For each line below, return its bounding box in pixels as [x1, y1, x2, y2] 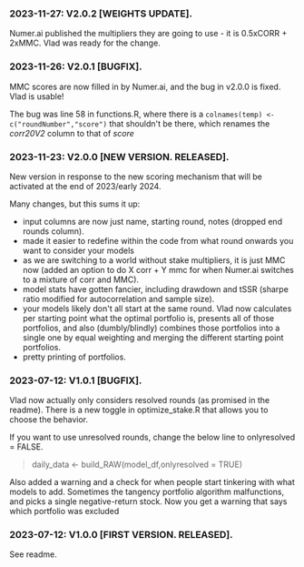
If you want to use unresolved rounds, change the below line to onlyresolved [9, 431, 296, 443]
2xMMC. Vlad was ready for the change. [9, 37, 161, 48]
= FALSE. [9, 441, 44, 452]
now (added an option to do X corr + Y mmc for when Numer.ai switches [22, 264, 295, 275]
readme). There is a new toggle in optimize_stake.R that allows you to [9, 404, 269, 416]
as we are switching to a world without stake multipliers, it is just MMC [22, 254, 286, 266]
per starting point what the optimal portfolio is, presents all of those [22, 312, 275, 323]
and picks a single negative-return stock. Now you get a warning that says [9, 496, 288, 507]
